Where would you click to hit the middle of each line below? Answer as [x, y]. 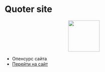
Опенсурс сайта [29, 58]
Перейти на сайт [30, 64]
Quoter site [28, 9]
